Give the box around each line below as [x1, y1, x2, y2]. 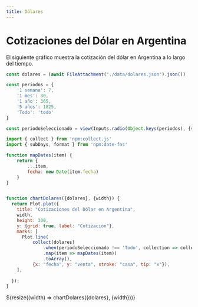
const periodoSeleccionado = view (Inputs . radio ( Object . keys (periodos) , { [6, 125, 192, 132]
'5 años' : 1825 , [16, 104, 57, 110]
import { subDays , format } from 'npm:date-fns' [6, 142, 128, 148]
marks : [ [16, 228, 38, 234]
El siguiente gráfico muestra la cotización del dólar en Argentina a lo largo [6, 54, 186, 61]
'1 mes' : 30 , [16, 93, 49, 99]
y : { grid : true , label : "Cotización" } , [16, 223, 115, 229]
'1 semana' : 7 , [16, 87, 54, 93]
